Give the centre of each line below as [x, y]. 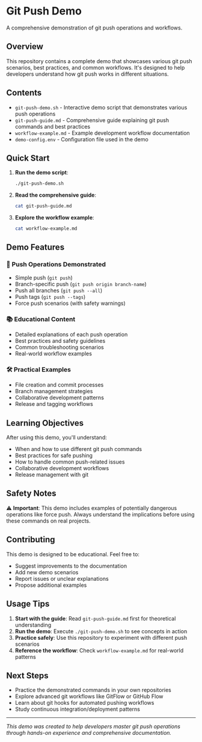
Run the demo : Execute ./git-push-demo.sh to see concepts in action [101, 631]
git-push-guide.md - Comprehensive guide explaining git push [92, 120]
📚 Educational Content [41, 319]
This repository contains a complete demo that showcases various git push [99, 61]
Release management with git [52, 475]
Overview [25, 47]
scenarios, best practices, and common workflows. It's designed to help [96, 67]
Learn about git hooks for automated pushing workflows [84, 703]
